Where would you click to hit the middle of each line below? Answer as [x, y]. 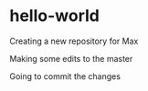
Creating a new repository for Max [74, 41]
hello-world [55, 16]
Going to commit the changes [65, 76]
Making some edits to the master [71, 58]
